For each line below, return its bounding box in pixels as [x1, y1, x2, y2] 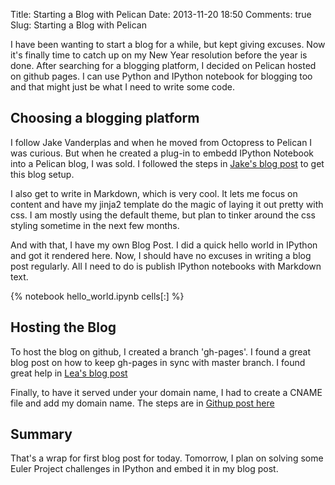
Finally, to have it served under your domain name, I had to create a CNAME [10, 386, 323, 398]
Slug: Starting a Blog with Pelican [10, 19, 147, 31]
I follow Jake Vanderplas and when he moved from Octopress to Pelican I [10, 136, 313, 148]
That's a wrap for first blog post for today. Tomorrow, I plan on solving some [10, 452, 324, 464]
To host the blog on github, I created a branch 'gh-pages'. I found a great [10, 345, 312, 358]
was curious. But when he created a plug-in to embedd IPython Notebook [10, 147, 315, 159]
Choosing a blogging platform [10, 110, 200, 127]
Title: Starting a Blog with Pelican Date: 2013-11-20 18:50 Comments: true [10, 9, 312, 20]
